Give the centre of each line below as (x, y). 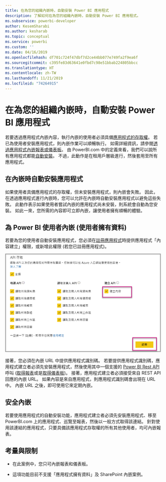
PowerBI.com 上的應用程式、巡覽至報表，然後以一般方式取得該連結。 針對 (81, 421)
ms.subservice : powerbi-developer (41, 21)
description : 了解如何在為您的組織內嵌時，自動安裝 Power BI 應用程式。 (73, 16)
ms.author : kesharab (26, 31)
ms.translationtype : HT (30, 68)
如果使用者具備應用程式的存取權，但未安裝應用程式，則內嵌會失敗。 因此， (82, 192)
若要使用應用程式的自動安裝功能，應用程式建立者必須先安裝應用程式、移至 (81, 415)
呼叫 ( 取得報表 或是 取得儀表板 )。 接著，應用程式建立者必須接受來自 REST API (83, 373)
